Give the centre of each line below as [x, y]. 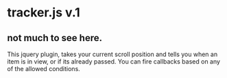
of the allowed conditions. [44, 69]
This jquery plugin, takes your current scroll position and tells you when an [112, 54]
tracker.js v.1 [44, 13]
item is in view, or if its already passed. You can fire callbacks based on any [114, 62]
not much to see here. [55, 38]
